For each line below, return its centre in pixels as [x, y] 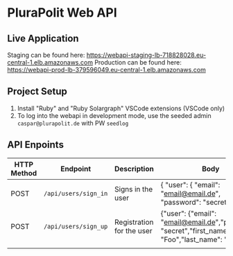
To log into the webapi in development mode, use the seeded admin [114, 115]
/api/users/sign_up [76, 226]
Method [24, 173]
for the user [133, 230]
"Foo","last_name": [192, 239]
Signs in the [133, 189]
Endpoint [76, 169]
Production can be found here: [138, 62]
